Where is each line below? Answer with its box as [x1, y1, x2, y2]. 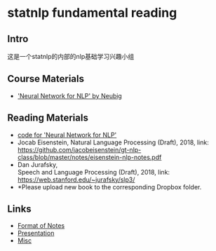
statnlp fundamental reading [7, 5, 177, 21]
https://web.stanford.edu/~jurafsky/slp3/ [17, 175, 135, 184]
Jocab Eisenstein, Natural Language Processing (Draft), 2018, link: [17, 138, 209, 147]
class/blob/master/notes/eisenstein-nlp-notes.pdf [17, 153, 162, 161]
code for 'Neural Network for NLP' [17, 130, 117, 139]
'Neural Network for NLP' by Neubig [17, 91, 123, 100]
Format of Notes [17, 222, 65, 230]
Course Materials [7, 73, 85, 85]
